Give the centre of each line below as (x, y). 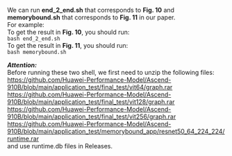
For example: (26, 25)
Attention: (22, 65)
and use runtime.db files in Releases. (60, 146)
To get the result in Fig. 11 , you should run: (68, 45)
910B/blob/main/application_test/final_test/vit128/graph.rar (91, 102)
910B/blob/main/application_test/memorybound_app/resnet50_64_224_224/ (116, 131)
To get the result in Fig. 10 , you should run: (68, 32)
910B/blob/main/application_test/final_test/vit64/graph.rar (90, 87)
